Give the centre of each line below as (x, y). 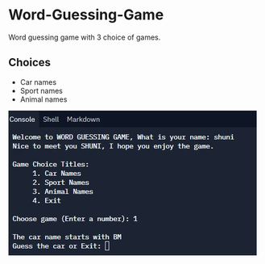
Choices (29, 63)
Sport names (41, 90)
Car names (38, 82)
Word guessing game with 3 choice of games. (85, 37)
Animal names (43, 99)
